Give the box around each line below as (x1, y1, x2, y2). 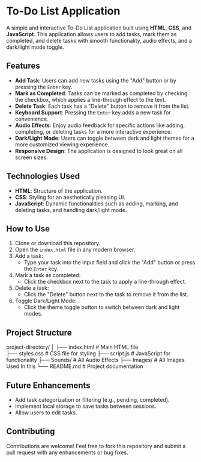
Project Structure (6, 327, 72, 338)
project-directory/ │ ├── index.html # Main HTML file (6, 343, 139, 351)
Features (6, 61, 40, 71)
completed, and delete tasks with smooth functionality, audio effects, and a (6, 37, 192, 44)
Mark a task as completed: (14, 272, 81, 279)
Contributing (6, 426, 55, 437)
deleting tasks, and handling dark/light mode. (14, 206, 127, 213)
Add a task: (14, 252, 43, 260)
